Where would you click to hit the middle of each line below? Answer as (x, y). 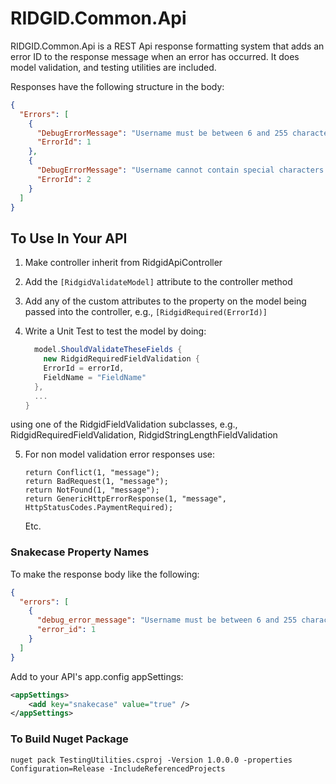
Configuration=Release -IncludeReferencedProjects (118, 768)
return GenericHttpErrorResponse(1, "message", (125, 499)
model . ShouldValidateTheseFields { (108, 350)
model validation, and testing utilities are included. (113, 67)
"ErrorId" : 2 (64, 179)
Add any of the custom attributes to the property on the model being (165, 301)
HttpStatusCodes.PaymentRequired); (99, 508)
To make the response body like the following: (105, 574)
